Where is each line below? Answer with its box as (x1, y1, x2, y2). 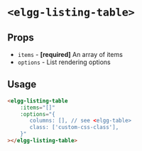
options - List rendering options (17, 58, 111, 66)
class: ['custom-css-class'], (29, 124, 119, 131)
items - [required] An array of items (17, 51, 123, 58)
